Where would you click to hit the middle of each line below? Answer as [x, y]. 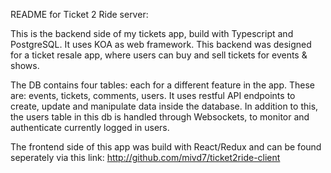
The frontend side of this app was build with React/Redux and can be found [166, 147]
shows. [25, 65]
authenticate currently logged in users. [90, 127]
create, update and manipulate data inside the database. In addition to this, [164, 106]
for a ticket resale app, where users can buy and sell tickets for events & [159, 55]
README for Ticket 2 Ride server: [79, 14]
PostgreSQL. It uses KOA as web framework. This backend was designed [161, 44]
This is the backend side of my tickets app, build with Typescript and [152, 33]
